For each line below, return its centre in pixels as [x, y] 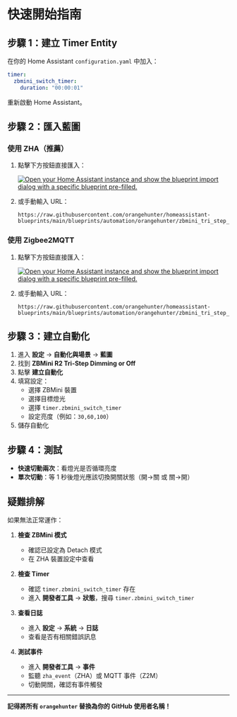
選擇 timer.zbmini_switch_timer [75, 408]
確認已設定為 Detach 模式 [65, 550]
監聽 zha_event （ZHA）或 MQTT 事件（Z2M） [95, 676]
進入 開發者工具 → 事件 [61, 667]
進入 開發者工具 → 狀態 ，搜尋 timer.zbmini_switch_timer [111, 598]
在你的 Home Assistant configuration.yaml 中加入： [83, 61]
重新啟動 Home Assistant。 [47, 102]
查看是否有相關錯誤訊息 [62, 637]
